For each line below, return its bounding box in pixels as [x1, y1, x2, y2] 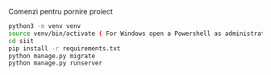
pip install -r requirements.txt [8, 44, 121, 53]
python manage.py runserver [8, 59, 103, 67]
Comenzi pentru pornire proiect [8, 7, 113, 16]
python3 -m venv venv [8, 22, 81, 30]
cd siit [8, 37, 35, 45]
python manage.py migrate [8, 52, 95, 60]
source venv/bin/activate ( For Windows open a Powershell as [8, 30, 222, 37]
